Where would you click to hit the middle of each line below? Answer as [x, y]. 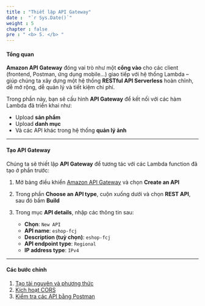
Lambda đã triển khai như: [39, 106]
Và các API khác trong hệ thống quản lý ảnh [71, 130]
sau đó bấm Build [37, 200]
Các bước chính [27, 270]
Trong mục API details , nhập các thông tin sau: [74, 212]
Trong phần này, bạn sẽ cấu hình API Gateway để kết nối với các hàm [94, 99]
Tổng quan [20, 54]
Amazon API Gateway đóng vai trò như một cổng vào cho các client [92, 68]
